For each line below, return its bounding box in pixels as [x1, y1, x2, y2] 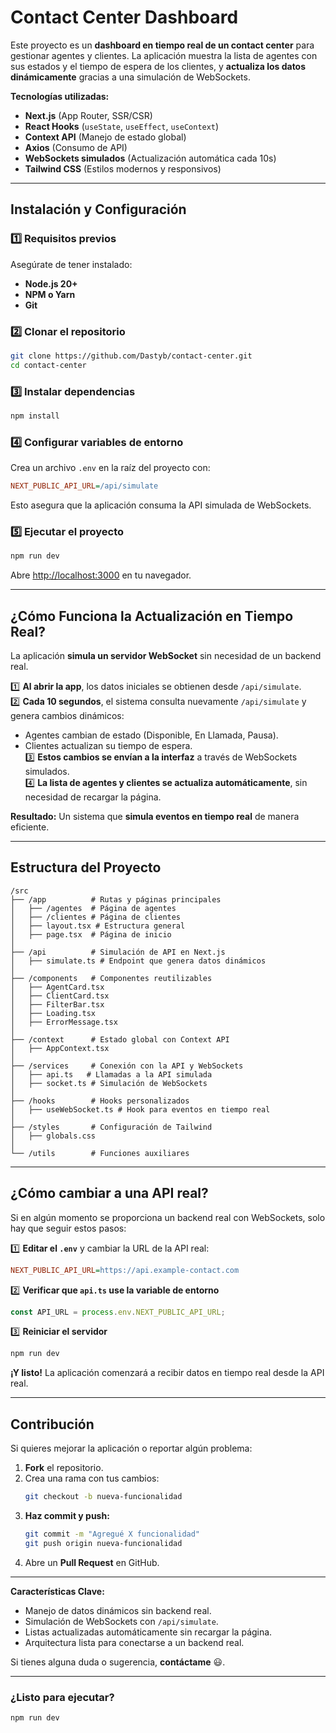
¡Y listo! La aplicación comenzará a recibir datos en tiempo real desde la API [10, 1367, 325, 1379]
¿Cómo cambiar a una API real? [10, 1185, 209, 1202]
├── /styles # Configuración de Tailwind [10, 1122, 213, 1132]
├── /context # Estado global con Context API [10, 1034, 230, 1045]
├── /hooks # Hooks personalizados [10, 1096, 190, 1106]
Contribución [10, 1416, 95, 1433]
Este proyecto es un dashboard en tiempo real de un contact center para [10, 39, 315, 51]
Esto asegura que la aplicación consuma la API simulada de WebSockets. [10, 499, 312, 511]
